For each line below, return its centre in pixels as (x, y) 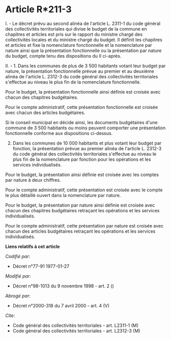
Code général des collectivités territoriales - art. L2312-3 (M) (76, 331)
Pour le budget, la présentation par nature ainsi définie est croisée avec (80, 205)
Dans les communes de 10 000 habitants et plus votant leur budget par (87, 143)
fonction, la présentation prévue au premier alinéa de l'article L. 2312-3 (87, 148)
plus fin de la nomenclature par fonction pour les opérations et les (82, 159)
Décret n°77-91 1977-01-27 (41, 266)
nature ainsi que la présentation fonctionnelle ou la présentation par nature (83, 50)
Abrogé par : (18, 296)
